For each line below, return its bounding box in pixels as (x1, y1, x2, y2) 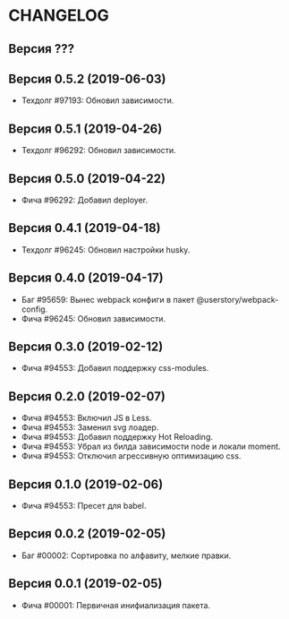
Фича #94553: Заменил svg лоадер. (21, 422, 159, 433)
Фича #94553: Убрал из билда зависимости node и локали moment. (21, 441, 281, 452)
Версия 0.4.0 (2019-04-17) (8, 271, 164, 286)
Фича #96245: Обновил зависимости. (21, 313, 166, 323)
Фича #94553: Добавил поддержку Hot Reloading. (21, 432, 214, 443)
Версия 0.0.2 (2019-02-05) (8, 526, 166, 542)
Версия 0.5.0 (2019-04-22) (8, 171, 166, 186)
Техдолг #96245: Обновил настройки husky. (21, 244, 191, 255)
